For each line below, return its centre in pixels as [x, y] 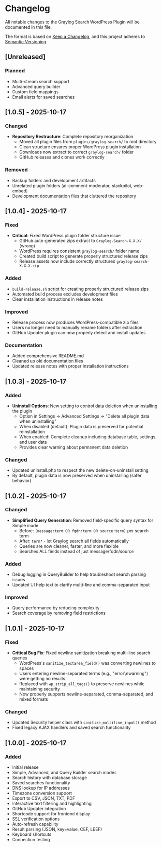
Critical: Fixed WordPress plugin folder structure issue [66, 236]
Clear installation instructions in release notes [57, 299]
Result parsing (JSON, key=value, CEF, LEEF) [57, 830]
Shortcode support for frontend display [51, 814]
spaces [27, 668]
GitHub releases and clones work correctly [62, 157]
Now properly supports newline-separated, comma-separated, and [86, 694]
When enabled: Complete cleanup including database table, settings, [88, 437]
